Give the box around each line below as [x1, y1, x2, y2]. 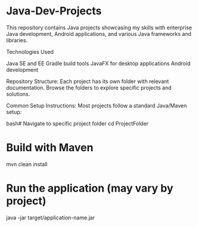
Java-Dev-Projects [6, 4, 102, 18]
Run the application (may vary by [6, 182, 174, 195]
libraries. [6, 36, 28, 44]
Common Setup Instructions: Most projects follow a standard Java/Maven [6, 102, 187, 109]
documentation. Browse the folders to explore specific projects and [6, 84, 172, 91]
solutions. [6, 90, 30, 97]
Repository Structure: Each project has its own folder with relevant [6, 78, 169, 85]
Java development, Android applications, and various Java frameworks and [6, 30, 192, 37]
